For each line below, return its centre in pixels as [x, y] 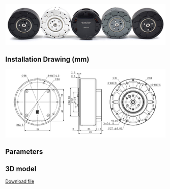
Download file [20, 181]
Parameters [24, 152]
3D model [21, 169]
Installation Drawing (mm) [47, 59]
